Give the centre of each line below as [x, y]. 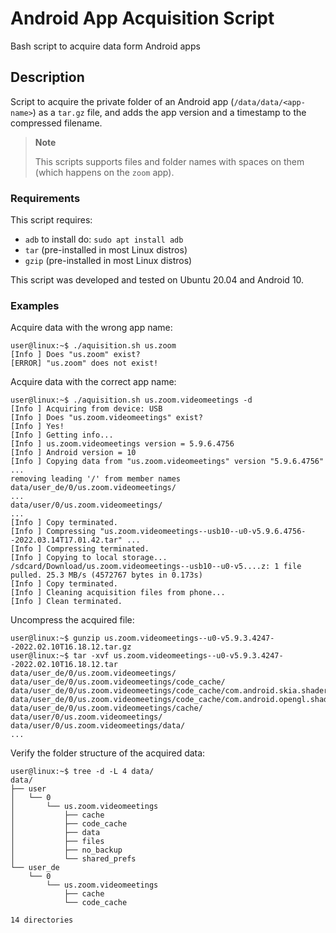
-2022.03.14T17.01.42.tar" [66, 540]
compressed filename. [56, 123]
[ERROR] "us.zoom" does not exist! [84, 363]
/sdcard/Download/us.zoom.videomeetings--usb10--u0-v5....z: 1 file [156, 567]
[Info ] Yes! [37, 427]
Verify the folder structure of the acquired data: [108, 753]
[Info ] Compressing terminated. [80, 549]
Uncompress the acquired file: [72, 620]
